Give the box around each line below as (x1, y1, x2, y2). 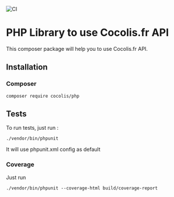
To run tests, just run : (6, 125, 59, 132)
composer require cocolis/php (6, 93, 80, 99)
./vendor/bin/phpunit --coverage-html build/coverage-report (6, 185, 158, 191)
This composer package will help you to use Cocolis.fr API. (6, 45, 148, 52)
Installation (6, 62, 48, 72)
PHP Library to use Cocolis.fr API (6, 26, 169, 39)
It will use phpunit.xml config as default (6, 146, 100, 153)
